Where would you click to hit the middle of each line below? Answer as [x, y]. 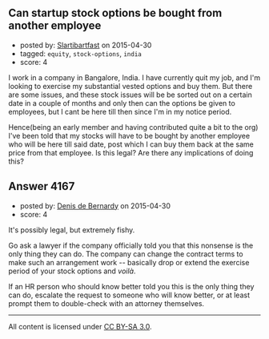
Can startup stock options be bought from [115, 13]
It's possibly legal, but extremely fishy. [72, 230]
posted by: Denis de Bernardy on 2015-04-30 [95, 206]
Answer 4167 [42, 186]
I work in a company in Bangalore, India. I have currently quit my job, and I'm [134, 77]
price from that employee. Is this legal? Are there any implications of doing [131, 152]
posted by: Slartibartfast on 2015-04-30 [86, 45]
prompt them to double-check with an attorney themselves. [106, 303]
